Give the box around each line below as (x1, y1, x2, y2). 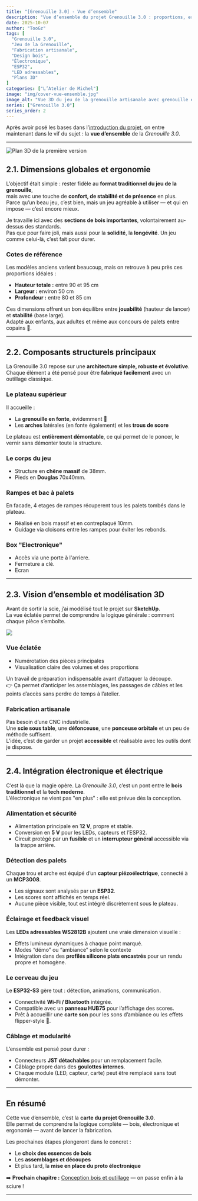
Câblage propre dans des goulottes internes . (14, 1063, 126, 1070)
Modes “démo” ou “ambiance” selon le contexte (14, 946, 131, 953)
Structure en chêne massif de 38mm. (14, 467, 107, 474)
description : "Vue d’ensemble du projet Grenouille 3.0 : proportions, (6, 14, 186, 20)
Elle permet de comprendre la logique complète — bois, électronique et (6, 1120, 180, 1128)
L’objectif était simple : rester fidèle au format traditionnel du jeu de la (6, 180, 177, 187)
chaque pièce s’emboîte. (6, 618, 66, 625)
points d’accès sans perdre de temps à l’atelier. (6, 690, 120, 697)
